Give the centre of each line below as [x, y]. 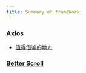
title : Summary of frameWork [43, 12]
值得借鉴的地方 [34, 47]
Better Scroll [25, 63]
